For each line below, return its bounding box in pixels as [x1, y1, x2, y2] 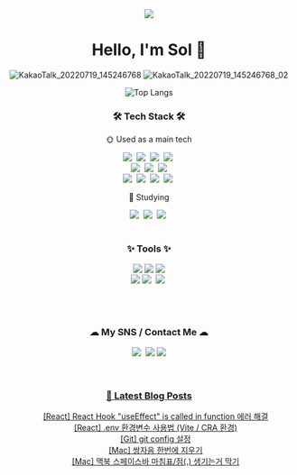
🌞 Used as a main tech [105, 134, 192, 145]
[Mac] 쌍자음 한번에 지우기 [108, 445, 203, 456]
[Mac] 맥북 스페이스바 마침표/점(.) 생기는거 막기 [71, 456, 240, 467]
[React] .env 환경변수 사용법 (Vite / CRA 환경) [73, 423, 238, 434]
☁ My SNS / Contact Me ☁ [89, 326, 209, 339]
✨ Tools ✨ [126, 242, 172, 255]
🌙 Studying [128, 192, 170, 203]
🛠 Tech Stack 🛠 [112, 110, 186, 123]
